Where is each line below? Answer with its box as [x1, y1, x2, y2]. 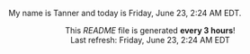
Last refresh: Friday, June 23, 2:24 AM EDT [70, 35, 230, 45]
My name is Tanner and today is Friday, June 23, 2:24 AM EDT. [8, 8, 242, 18]
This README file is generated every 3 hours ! [65, 25, 236, 35]
